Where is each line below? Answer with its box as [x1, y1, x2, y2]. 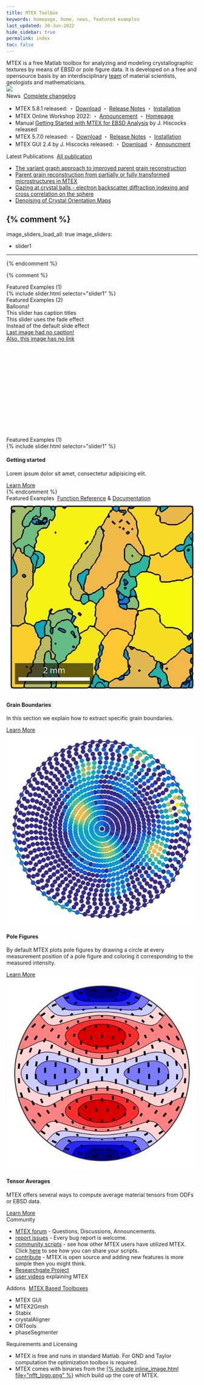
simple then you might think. [15, 1260, 86, 1267]
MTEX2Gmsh [15, 1302, 49, 1310]
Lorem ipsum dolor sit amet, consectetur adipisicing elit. [6, 470, 147, 477]
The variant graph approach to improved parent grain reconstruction [15, 165, 186, 171]
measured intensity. [6, 959, 56, 966]
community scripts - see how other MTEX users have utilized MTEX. [15, 1240, 186, 1248]
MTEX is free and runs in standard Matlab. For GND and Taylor [15, 1352, 172, 1359]
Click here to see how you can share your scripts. [15, 1246, 140, 1254]
